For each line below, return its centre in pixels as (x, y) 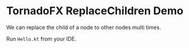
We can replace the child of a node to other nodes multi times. (84, 27)
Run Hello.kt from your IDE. (41, 39)
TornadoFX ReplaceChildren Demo (95, 11)
